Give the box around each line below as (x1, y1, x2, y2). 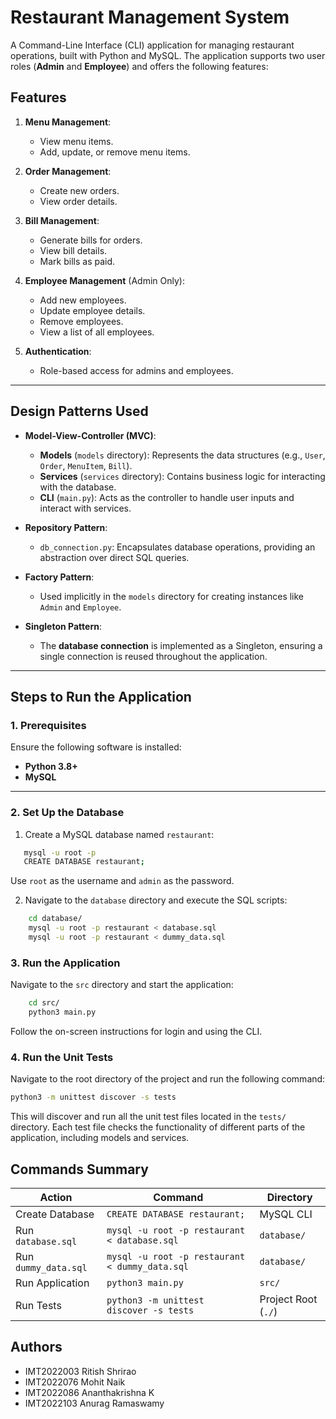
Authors (10, 1339, 63, 1356)
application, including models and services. (10, 1132, 190, 1144)
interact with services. (39, 502, 132, 514)
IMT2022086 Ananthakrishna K (24, 1386, 155, 1398)
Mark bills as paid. (39, 255, 116, 267)
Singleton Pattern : (24, 620, 102, 632)
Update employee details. (39, 304, 146, 316)
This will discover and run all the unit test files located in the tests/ (10, 1111, 287, 1123)
